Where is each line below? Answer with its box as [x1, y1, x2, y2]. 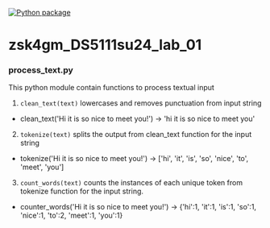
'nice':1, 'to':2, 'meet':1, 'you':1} [19, 210, 123, 221]
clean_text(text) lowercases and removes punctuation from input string [19, 98, 262, 108]
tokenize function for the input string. [19, 186, 143, 197]
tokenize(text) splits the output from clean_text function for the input [19, 130, 252, 139]
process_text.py [8, 64, 74, 76]
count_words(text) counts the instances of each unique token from [19, 178, 243, 188]
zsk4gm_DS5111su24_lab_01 [8, 36, 202, 54]
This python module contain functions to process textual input [8, 83, 215, 93]
